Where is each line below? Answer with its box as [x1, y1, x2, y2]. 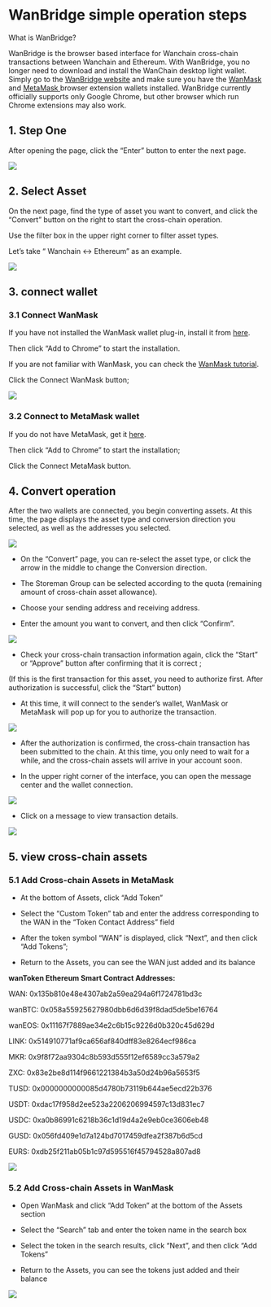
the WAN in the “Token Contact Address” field [20, 917, 175, 927]
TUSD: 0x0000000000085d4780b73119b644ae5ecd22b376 [8, 1084, 213, 1094]
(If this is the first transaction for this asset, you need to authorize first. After [8, 674, 264, 684]
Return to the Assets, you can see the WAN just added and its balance [20, 958, 256, 968]
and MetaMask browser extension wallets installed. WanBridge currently [8, 83, 251, 93]
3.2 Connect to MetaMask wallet [8, 411, 140, 422]
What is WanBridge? [8, 33, 76, 42]
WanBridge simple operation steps [8, 6, 247, 24]
